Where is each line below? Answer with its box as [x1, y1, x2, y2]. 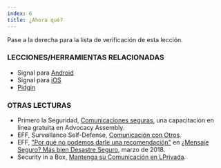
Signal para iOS [17, 75, 61, 84]
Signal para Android [17, 68, 74, 77]
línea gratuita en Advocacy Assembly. [17, 124, 125, 132]
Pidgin [17, 83, 36, 91]
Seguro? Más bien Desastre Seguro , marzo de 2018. [17, 146, 166, 154]
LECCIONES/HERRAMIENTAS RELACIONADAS [7, 53, 164, 62]
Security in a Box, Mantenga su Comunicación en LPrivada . [17, 153, 186, 161]
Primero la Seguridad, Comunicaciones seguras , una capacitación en [17, 116, 214, 124]
